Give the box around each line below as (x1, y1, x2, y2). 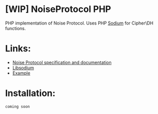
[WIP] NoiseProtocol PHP (5, 3, 111, 15)
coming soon (5, 104, 30, 109)
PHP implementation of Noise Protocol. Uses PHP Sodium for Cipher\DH (5, 20, 154, 26)
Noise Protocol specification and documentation (12, 59, 112, 65)
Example (12, 70, 31, 76)
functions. (5, 25, 26, 31)
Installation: (5, 87, 56, 99)
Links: (5, 43, 31, 54)
